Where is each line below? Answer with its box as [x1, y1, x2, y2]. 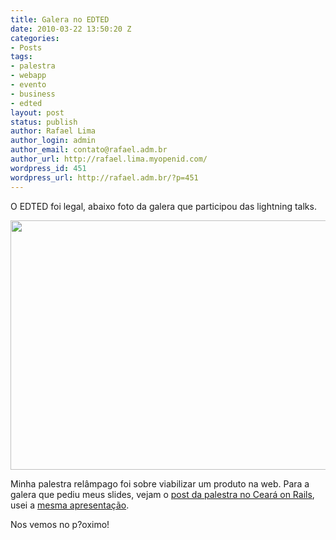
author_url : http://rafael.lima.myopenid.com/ [10, 154, 208, 164]
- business [10, 89, 56, 99]
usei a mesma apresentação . [10, 499, 130, 511]
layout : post [10, 107, 65, 118]
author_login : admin [10, 136, 97, 146]
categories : [10, 33, 60, 43]
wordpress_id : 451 [10, 163, 87, 173]
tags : [10, 52, 33, 62]
